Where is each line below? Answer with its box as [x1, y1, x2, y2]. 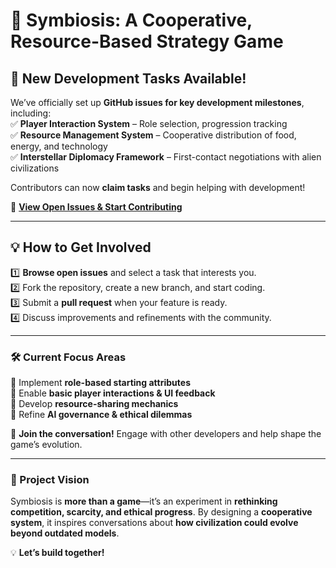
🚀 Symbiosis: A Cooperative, [10, 9, 253, 32]
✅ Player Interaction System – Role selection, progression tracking [10, 118, 288, 129]
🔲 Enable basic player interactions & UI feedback [10, 387, 216, 399]
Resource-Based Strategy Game [10, 30, 284, 53]
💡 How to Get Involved [10, 239, 152, 256]
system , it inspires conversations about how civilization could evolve [10, 517, 299, 529]
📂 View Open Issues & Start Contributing [10, 201, 183, 213]
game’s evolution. [10, 439, 83, 451]
